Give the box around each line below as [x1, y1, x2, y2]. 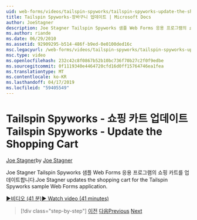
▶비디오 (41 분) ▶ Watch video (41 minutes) [6, 195, 110, 202]
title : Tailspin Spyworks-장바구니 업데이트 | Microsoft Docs [6, 14, 151, 20]
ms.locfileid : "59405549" [6, 85, 69, 91]
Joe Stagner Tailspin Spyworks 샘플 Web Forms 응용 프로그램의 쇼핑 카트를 [6, 168, 184, 176]
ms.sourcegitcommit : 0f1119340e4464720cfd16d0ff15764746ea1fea [6, 63, 164, 69]
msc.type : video [6, 52, 46, 58]
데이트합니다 [6, 176, 35, 183]
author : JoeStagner [6, 19, 54, 25]
